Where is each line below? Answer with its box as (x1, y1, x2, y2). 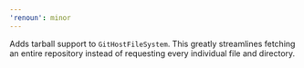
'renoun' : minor (9, 13, 71, 23)
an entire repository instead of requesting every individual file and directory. (9, 47, 296, 59)
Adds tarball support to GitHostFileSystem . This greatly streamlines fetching (9, 38, 296, 49)
